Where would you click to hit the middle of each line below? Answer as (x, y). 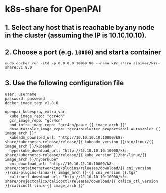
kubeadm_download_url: (33, 138)
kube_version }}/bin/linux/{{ (116, 155)
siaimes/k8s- (147, 64)
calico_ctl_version (138, 181)
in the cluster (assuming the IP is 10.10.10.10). (76, 35)
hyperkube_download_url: (35, 151)
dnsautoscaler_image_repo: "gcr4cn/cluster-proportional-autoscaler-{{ (85, 129)
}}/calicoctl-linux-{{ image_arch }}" (45, 186)
